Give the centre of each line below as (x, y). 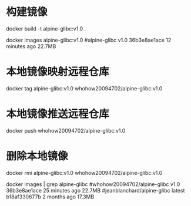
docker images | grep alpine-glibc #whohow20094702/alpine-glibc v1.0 (93, 184)
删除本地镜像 (37, 156)
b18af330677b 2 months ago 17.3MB (50, 197)
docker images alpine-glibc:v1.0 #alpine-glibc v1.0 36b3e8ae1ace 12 (89, 40)
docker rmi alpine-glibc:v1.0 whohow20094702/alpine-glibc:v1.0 (84, 173)
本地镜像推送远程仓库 (58, 114)
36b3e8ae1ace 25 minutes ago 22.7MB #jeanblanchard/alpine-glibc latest (95, 190)
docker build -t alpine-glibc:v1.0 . (46, 28)
